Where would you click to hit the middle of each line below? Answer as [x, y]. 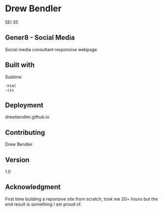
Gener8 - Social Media [40, 38]
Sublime [14, 77]
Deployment [24, 105]
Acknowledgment [33, 187]
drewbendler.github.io [27, 117]
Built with [20, 65]
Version [17, 160]
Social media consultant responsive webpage [51, 49]
